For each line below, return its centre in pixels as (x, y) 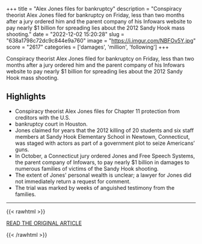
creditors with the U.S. (42, 117)
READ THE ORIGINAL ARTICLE (44, 223)
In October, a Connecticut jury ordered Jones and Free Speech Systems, (105, 156)
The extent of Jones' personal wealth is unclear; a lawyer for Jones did (103, 175)
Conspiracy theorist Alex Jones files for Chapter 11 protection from (97, 111)
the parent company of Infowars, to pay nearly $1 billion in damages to (102, 162)
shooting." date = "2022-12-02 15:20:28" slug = (66, 34)
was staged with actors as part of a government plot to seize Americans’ (105, 143)
